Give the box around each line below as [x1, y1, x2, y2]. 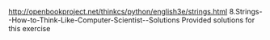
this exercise [8, 24, 51, 33]
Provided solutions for [181, 15, 255, 25]
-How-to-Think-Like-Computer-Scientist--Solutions [8, 15, 180, 25]
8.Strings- [229, 7, 263, 16]
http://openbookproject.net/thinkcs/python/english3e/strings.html [8, 7, 228, 16]
